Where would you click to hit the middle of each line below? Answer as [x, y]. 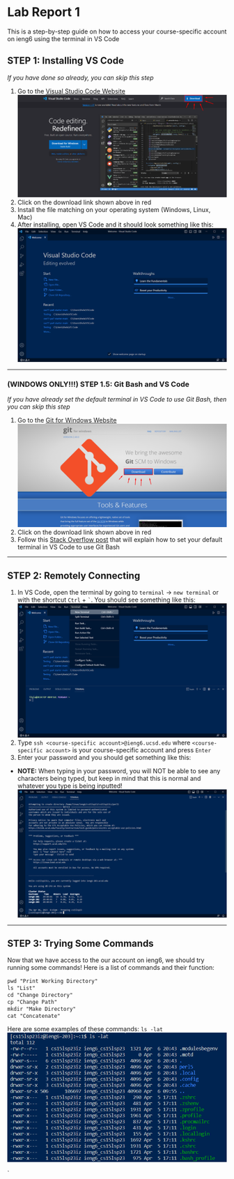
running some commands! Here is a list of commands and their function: [111, 968]
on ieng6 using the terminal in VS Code [63, 38]
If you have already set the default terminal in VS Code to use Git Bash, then [117, 399]
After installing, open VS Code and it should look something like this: [115, 225]
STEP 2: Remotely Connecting [74, 576]
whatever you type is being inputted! [70, 786]
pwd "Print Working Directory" [53, 981]
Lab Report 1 [44, 12]
